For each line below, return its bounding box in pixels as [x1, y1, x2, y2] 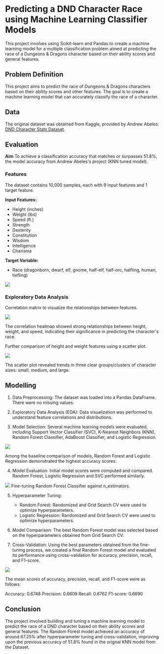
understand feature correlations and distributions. [12, 414, 113, 420]
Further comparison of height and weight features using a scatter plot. [5, 343, 147, 349]
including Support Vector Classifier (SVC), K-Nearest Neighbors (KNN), [12, 429, 156, 435]
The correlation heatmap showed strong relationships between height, [5, 323, 147, 329]
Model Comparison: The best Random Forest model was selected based [12, 527, 158, 533]
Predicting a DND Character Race [5, 3, 143, 15]
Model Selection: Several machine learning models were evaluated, [12, 424, 148, 429]
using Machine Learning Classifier [5, 14, 148, 25]
